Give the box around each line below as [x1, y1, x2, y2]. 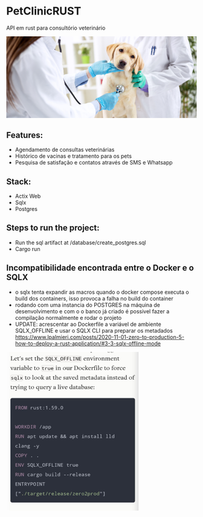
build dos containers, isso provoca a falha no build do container [14, 294, 174, 302]
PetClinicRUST [6, 4, 82, 18]
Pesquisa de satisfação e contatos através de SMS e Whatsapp [14, 159, 173, 166]
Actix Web [14, 192, 41, 200]
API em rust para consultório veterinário [6, 24, 106, 31]
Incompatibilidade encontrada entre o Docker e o [6, 263, 195, 273]
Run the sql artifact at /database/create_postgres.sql [14, 239, 146, 246]
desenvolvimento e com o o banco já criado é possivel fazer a [14, 307, 170, 315]
